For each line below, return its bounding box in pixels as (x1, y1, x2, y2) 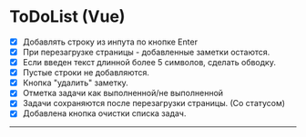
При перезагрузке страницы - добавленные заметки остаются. (22, 47, 270, 57)
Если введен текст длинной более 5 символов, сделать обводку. (22, 57, 276, 68)
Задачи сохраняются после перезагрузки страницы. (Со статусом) (22, 98, 285, 109)
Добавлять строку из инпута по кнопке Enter (22, 36, 199, 47)
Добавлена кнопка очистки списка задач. (22, 108, 187, 119)
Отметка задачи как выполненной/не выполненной (22, 88, 224, 99)
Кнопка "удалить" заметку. (22, 77, 129, 88)
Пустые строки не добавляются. (22, 67, 150, 78)
